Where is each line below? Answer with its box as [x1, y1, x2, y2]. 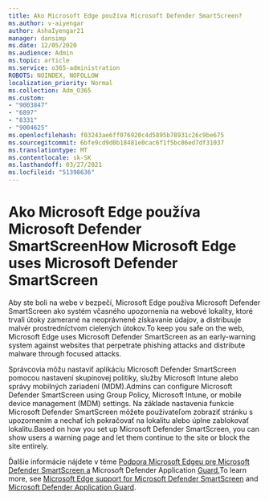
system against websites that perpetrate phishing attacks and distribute [8, 340, 246, 350]
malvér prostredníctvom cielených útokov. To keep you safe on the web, [8, 323, 245, 333]
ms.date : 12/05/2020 [8, 42, 78, 50]
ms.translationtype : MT [8, 146, 88, 154]
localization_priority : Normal [8, 79, 113, 87]
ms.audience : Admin [8, 49, 74, 57]
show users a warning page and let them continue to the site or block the [8, 433, 251, 442]
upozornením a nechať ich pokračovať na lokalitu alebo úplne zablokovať [8, 415, 249, 425]
